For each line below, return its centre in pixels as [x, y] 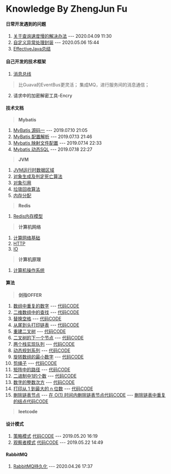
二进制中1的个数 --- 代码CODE [45, 376]
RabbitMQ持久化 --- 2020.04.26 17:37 [53, 466]
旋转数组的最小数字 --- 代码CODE [48, 357]
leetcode [28, 411]
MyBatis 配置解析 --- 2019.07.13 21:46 [52, 136]
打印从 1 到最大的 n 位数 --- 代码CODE [53, 388]
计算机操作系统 [29, 270]
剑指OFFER [30, 295]
